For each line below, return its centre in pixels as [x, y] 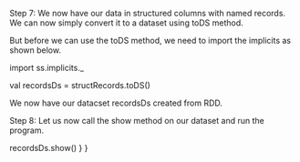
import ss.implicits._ [47, 68]
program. [27, 130]
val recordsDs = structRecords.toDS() [80, 85]
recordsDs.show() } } [49, 148]
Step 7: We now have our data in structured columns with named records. [147, 13]
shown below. [36, 50]
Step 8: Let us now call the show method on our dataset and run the [137, 121]
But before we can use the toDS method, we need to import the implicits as [150, 40]
